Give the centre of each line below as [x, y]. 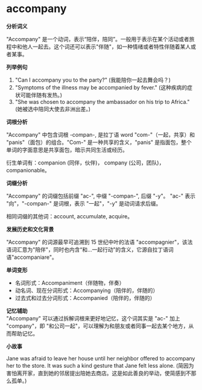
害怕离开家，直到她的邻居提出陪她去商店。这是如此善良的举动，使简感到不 [99, 373]
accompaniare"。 [36, 257]
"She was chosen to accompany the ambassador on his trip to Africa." [102, 102]
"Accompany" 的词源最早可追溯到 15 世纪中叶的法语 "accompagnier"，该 [97, 242]
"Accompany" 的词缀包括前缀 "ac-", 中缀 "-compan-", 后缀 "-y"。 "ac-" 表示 [101, 196]
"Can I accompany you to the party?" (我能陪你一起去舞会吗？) [93, 80]
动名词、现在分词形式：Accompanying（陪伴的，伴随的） [87, 290]
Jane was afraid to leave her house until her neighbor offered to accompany [101, 358]
